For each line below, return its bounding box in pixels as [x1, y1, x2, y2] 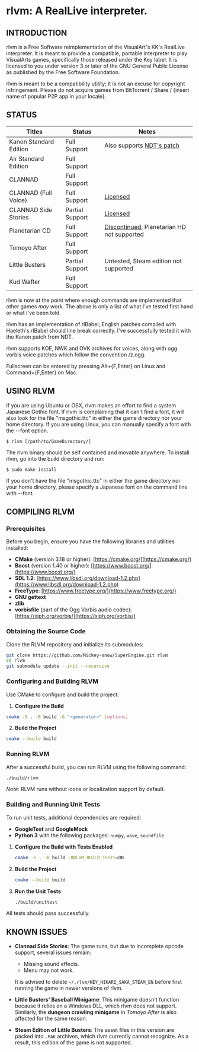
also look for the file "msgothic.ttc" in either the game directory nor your [6, 414, 182, 422]
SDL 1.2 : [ [14, 575, 38, 582]
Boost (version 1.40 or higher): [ [14, 562, 93, 569]
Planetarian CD [9, 227, 52, 235]
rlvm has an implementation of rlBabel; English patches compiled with [6, 320, 176, 327]
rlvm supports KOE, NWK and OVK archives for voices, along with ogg [6, 345, 178, 352]
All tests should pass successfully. [6, 910, 90, 917]
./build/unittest [14, 899, 58, 905]
